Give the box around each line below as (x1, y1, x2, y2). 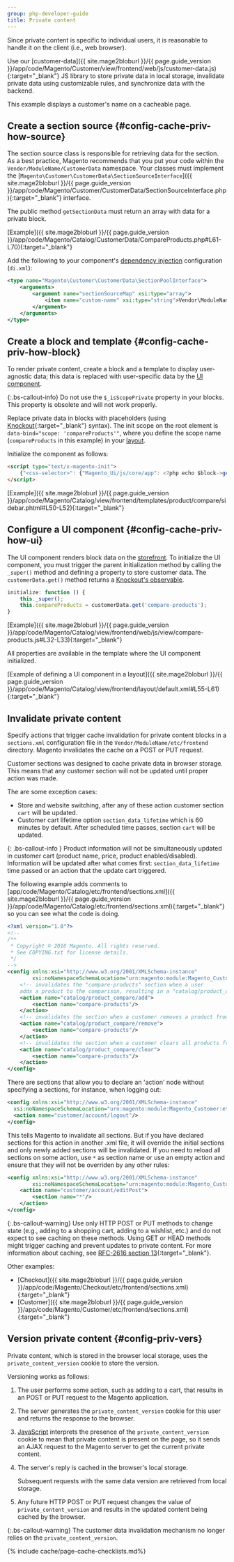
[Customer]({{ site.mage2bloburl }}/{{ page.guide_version (17, 1297, 183, 1306)
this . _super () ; (19, 595, 64, 603)
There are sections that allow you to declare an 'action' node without (7, 1078, 204, 1087)
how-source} (7, 130, 66, 143)
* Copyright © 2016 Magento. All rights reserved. (10, 942, 160, 950)
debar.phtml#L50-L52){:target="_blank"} (7, 503, 125, 512)
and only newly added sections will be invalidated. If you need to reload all (7, 1145, 221, 1154)
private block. (7, 215, 47, 223)
